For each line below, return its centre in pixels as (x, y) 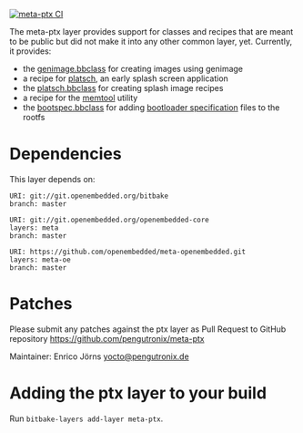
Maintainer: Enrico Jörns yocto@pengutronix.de (99, 356)
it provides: (30, 51)
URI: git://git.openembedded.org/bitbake (89, 196)
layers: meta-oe (40, 260)
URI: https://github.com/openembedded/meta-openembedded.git (128, 252)
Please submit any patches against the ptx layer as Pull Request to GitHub (148, 329)
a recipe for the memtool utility (80, 98)
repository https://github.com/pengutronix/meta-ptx (107, 338)
